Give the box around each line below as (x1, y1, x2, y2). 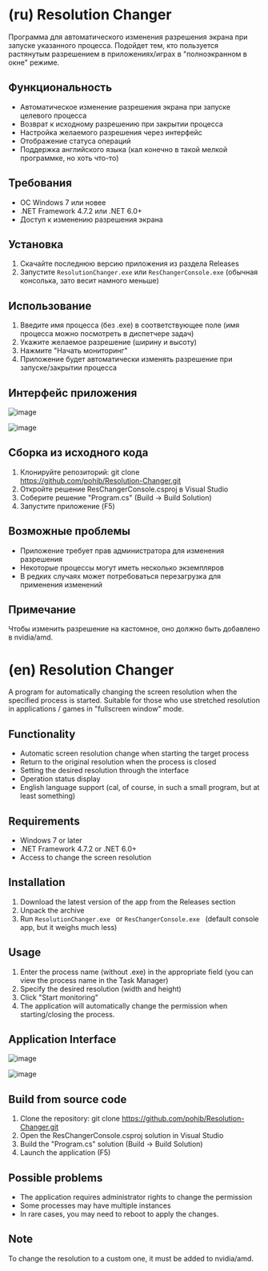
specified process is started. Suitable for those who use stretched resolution (8, 696, 260, 705)
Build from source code (8, 1093, 127, 1106)
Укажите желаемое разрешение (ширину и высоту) (19, 338, 198, 347)
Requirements (8, 814, 80, 828)
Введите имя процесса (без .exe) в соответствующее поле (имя (19, 320, 240, 330)
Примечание (8, 603, 76, 617)
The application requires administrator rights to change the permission (19, 1193, 253, 1202)
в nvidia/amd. (8, 632, 54, 642)
